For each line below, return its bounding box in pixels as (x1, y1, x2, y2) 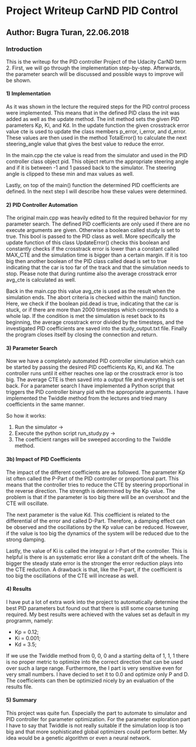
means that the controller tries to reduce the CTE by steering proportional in (6, 481, 189, 488)
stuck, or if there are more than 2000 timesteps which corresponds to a (6, 306, 178, 313)
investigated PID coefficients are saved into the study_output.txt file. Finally (6, 325, 187, 332)
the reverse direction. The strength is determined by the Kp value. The (6, 487, 176, 494)
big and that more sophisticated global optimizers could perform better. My (6, 728, 187, 735)
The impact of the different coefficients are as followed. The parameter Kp (6, 469, 185, 476)
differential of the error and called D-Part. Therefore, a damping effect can (6, 517, 185, 524)
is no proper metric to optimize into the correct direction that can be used (6, 658, 183, 665)
